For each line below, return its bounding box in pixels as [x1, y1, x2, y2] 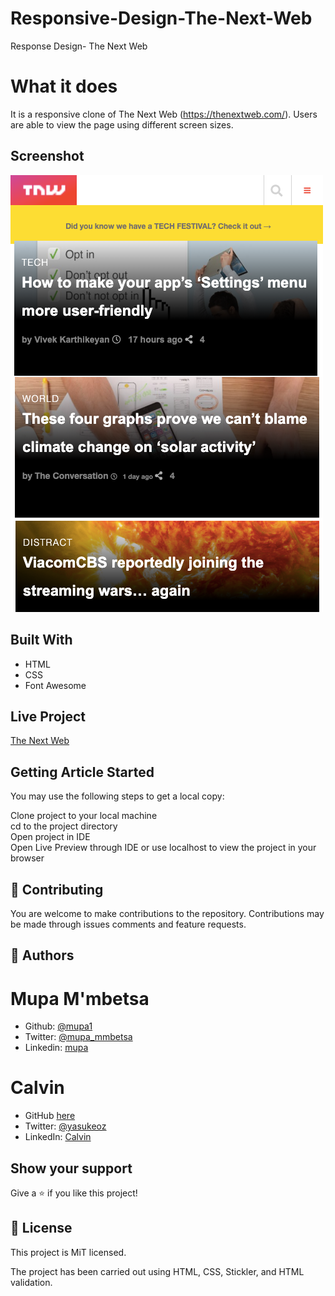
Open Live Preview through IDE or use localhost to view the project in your [10, 842, 317, 854]
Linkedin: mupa [24, 1042, 89, 1054]
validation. [10, 1276, 53, 1288]
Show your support [10, 1160, 133, 1177]
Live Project [10, 708, 87, 725]
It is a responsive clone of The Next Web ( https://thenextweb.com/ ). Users [10, 108, 318, 120]
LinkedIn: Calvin [24, 1131, 92, 1143]
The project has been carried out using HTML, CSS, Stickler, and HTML [10, 1265, 305, 1277]
